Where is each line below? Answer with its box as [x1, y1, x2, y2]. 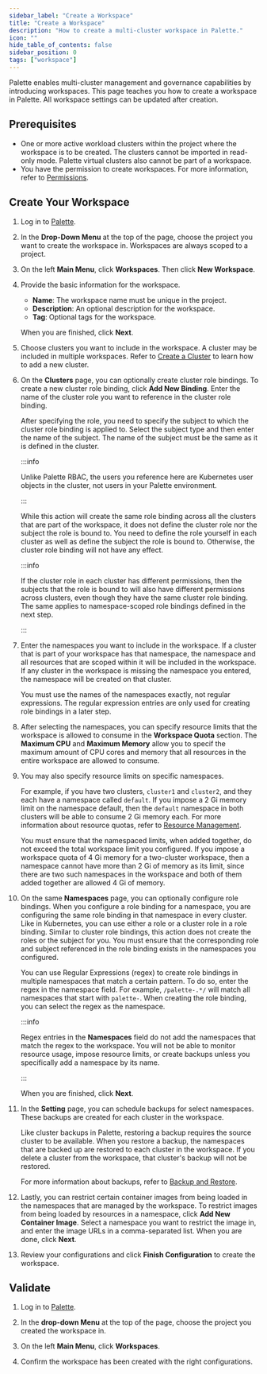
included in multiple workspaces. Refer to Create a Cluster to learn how [20, 351, 254, 361]
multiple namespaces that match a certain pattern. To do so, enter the [20, 976, 249, 985]
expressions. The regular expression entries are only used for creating [20, 698, 250, 707]
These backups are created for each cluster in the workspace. [20, 1112, 224, 1121]
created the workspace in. [20, 1326, 106, 1336]
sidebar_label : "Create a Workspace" [9, 11, 134, 20]
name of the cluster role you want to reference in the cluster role [20, 392, 231, 401]
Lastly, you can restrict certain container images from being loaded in [20, 1192, 248, 1202]
